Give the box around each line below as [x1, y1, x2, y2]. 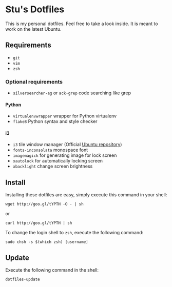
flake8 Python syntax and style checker [12, 118, 98, 125]
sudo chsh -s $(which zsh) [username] [5, 239, 88, 244]
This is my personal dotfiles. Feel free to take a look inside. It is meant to [5, 20, 158, 27]
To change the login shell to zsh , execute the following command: [5, 230, 144, 236]
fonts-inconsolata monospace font [12, 147, 88, 153]
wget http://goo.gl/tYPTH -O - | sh [5, 201, 84, 207]
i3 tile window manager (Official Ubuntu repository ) [12, 141, 122, 148]
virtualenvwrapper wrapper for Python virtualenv [12, 113, 117, 119]
